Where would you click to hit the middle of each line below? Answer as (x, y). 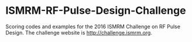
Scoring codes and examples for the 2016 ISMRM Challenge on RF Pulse (93, 26)
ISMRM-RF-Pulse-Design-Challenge (96, 11)
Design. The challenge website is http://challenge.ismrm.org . (79, 32)
